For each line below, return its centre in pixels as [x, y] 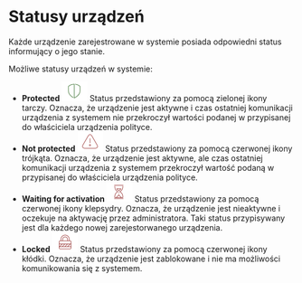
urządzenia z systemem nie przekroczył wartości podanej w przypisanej [156, 117]
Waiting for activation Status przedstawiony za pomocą [140, 198]
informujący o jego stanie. [57, 51]
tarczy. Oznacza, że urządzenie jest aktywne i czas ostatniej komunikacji [157, 108]
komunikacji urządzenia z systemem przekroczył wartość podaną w [148, 167]
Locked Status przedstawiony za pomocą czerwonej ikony [144, 249]
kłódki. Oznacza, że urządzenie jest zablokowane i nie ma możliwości [151, 259]
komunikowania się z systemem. [82, 268]
